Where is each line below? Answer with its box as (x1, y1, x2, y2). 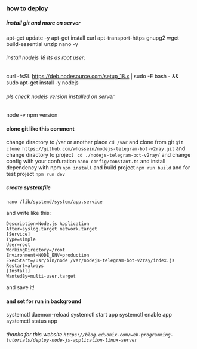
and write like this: (6, 210, 51, 217)
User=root (6, 242, 31, 248)
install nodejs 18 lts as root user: (6, 54, 85, 61)
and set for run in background (6, 298, 82, 305)
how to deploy (6, 4, 48, 13)
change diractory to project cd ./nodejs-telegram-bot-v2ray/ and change (6, 151, 191, 158)
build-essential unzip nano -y (6, 40, 79, 47)
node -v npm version (6, 111, 58, 119)
